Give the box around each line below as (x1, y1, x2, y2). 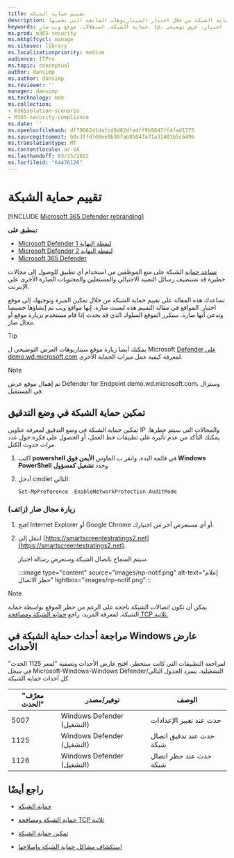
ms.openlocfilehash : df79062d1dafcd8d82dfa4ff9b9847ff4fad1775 (8, 127, 195, 134)
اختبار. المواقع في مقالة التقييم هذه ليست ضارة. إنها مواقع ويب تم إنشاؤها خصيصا (8, 303, 217, 311)
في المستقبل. (8, 387, 44, 395)
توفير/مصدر (85, 695, 120, 705)
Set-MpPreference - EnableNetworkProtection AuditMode (17, 488, 177, 495)
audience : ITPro (8, 56, 55, 63)
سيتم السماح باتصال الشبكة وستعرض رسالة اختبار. (17, 554, 149, 563)
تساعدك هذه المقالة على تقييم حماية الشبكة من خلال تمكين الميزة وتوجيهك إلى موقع (8, 295, 225, 304)
